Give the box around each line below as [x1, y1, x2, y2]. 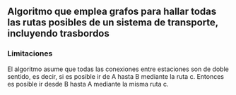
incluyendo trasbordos [7, 27, 110, 39]
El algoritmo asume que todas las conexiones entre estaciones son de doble [7, 65, 230, 73]
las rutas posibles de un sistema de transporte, [7, 17, 219, 29]
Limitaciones [7, 49, 53, 58]
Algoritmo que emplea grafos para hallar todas [7, 6, 217, 18]
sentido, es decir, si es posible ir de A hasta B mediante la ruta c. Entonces [7, 72, 225, 80]
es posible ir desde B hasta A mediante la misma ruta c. [7, 80, 169, 88]
